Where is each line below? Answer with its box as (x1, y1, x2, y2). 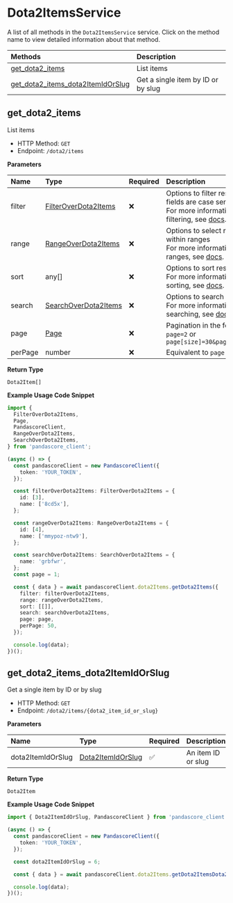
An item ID (186, 748, 221, 758)
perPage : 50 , (19, 623, 58, 630)
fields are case (166, 197, 214, 207)
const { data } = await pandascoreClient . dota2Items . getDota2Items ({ (13, 583, 218, 591)
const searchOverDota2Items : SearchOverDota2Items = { (13, 552, 175, 559)
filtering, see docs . (166, 214, 227, 224)
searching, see (166, 309, 214, 319)
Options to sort (166, 263, 215, 273)
